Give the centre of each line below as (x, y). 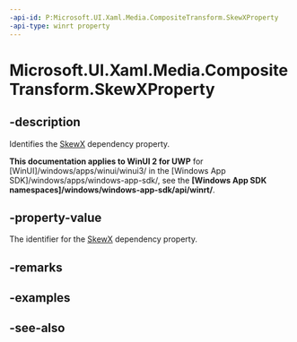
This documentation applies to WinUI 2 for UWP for (106, 161)
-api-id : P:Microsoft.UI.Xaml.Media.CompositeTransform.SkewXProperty (144, 17)
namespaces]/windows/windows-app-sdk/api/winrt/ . (112, 190)
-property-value (56, 217)
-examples (40, 298)
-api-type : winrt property (60, 26)
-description (45, 122)
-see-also (37, 328)
